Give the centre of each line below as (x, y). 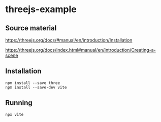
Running (19, 103)
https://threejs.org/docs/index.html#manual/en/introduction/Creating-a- (80, 50)
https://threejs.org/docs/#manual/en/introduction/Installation (69, 40)
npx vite (14, 114)
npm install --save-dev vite (36, 87)
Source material (31, 28)
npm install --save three (33, 83)
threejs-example (41, 9)
